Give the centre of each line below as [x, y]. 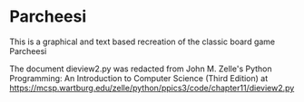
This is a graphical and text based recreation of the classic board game [142, 42]
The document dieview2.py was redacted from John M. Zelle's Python [141, 69]
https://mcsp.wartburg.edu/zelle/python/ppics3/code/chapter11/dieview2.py [152, 88]
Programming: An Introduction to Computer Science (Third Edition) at [139, 78]
